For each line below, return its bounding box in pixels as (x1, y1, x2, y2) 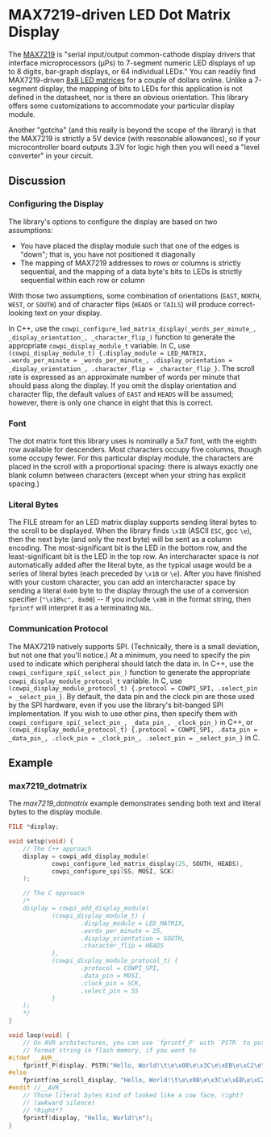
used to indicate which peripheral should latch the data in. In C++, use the (8, 659, 254, 668)
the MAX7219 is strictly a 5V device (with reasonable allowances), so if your (8, 133, 261, 143)
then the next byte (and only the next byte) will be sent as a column (8, 535, 232, 544)
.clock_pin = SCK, (80, 979, 143, 987)
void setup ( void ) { (8, 837, 74, 846)
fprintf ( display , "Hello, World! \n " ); (23, 1114, 153, 1122)
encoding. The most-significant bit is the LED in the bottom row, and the (8, 543, 248, 553)
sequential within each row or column (19, 275, 145, 285)
